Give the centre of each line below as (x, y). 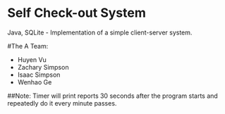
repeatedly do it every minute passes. (62, 103)
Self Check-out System (77, 13)
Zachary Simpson (43, 67)
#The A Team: (28, 46)
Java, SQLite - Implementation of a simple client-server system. (100, 32)
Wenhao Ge (35, 82)
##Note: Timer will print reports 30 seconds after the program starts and (113, 96)
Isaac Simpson (39, 75)
